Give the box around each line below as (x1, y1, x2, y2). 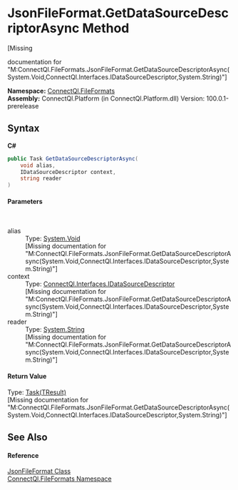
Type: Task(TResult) (7, 387, 66, 397)
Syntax (7, 123, 40, 135)
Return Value (7, 372, 47, 380)
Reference (7, 451, 39, 459)
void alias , (20, 162, 56, 169)
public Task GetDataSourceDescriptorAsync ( (7, 155, 139, 162)
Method (81, 20, 130, 36)
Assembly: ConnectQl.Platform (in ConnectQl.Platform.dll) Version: (7, 94, 205, 103)
